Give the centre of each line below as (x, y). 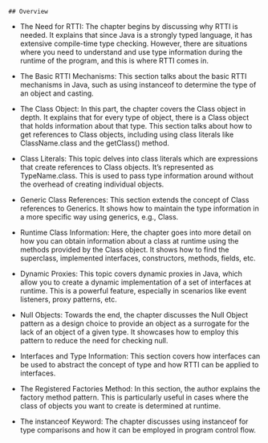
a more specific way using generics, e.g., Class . (99, 217)
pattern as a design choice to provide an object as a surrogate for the (135, 323)
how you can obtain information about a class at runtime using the (129, 241)
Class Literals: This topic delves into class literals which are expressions (139, 158)
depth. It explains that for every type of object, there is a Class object (134, 117)
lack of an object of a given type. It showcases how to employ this (129, 332)
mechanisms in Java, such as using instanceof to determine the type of (138, 85)
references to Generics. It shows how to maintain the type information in (139, 208)
